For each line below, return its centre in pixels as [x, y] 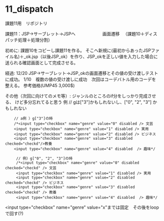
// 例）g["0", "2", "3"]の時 [44, 158]
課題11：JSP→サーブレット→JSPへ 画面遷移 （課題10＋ [75, 33]
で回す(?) [14, 213]
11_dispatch [29, 9]
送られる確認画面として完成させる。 [42, 63]
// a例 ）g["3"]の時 [33, 118]
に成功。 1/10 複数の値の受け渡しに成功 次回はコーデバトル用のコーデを [81, 79]
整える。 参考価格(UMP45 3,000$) [40, 85]
